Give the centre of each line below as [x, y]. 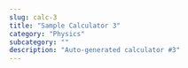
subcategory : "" [39, 42]
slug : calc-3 [33, 17]
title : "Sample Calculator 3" [65, 26]
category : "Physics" [47, 34]
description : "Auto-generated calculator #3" [94, 50]
